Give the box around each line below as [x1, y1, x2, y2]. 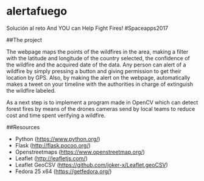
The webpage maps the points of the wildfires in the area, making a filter [6, 48, 189, 55]
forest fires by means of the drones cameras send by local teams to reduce [6, 105, 195, 112]
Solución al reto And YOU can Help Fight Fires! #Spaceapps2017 [6, 24, 169, 32]
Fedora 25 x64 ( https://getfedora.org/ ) [15, 168, 112, 175]
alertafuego [6, 4, 68, 18]
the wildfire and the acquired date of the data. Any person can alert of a [6, 61, 186, 68]
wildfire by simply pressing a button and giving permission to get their [6, 67, 181, 74]
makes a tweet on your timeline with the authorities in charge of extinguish [6, 80, 194, 88]
